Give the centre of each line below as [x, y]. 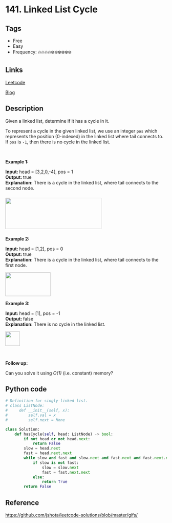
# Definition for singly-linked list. [47, 401]
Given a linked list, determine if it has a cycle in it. [57, 121]
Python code [26, 389]
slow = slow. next [60, 468]
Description [24, 109]
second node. [20, 188]
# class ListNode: [25, 406]
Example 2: [17, 239]
